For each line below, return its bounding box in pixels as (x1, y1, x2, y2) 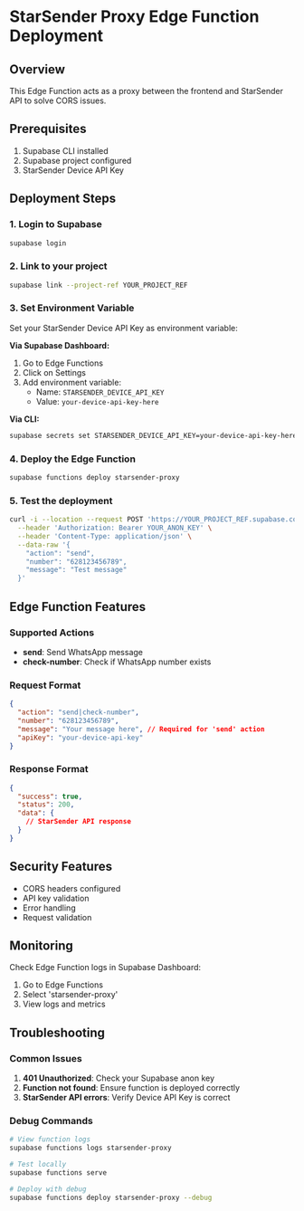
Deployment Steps (9, 191, 116, 206)
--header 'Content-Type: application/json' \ (17, 531, 193, 540)
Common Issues (9, 1052, 83, 1064)
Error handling (22, 902, 76, 913)
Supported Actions (9, 626, 95, 639)
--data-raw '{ (17, 540, 71, 549)
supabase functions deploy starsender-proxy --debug (9, 1193, 213, 1202)
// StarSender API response (25, 817, 131, 826)
